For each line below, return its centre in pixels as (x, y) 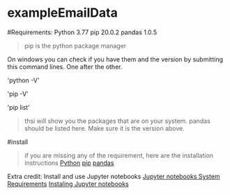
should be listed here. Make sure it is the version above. (104, 128)
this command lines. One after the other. (65, 66)
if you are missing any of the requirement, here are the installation (119, 155)
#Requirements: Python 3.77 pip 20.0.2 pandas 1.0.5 (82, 32)
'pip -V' (18, 94)
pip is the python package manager (75, 45)
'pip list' (18, 107)
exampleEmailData (63, 13)
